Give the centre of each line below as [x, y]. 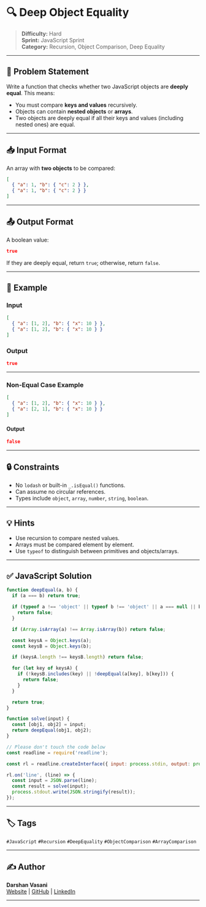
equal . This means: [31, 93]
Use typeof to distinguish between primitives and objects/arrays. [97, 551]
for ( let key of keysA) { [45, 668]
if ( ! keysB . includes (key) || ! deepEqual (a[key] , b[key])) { [96, 674]
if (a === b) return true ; [46, 596]
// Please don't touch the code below [56, 747]
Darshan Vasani [27, 885]
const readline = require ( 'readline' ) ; [57, 752]
